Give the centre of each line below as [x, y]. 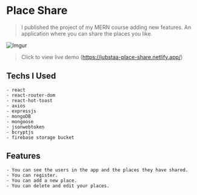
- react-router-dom [31, 95]
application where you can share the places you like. [87, 33]
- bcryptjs [20, 132]
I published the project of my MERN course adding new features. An [106, 27]
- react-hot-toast [29, 100]
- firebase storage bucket [40, 137]
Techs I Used [31, 76]
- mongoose [20, 121]
